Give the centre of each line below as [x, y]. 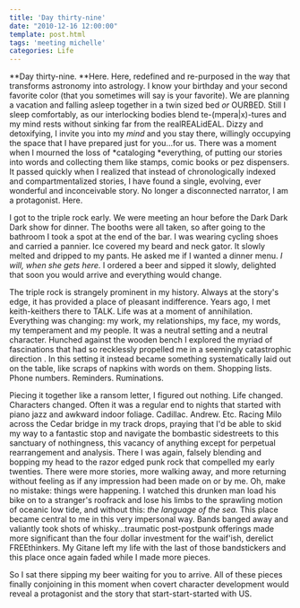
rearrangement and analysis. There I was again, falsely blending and [135, 453]
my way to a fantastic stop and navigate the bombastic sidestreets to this [144, 434]
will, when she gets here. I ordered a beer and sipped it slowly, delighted [143, 265]
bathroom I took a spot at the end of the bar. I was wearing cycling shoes [144, 237]
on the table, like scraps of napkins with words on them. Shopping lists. [141, 369]
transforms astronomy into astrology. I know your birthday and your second [149, 86]
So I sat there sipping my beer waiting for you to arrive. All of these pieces [146, 575]
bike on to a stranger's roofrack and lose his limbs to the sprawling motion [146, 500]
